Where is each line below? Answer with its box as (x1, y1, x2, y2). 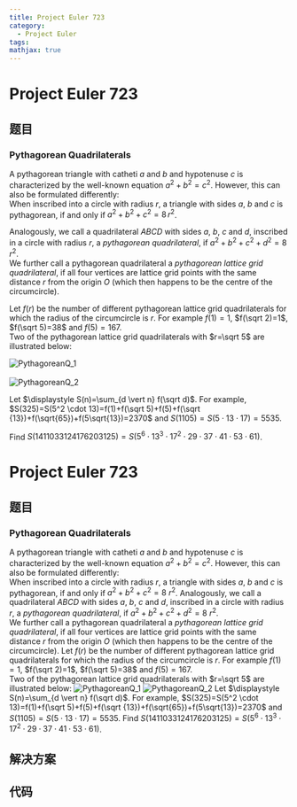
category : (9, 21, 46, 30)
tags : (9, 37, 29, 47)
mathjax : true (9, 46, 62, 55)
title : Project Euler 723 (9, 12, 105, 22)
